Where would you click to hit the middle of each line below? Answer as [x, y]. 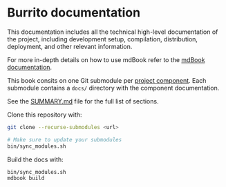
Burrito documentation [74, 13]
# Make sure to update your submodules [65, 139]
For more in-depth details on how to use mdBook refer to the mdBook [106, 59]
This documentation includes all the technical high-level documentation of [113, 32]
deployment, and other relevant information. [70, 46]
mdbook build [26, 178]
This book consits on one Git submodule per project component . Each [107, 80]
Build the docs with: [35, 159]
